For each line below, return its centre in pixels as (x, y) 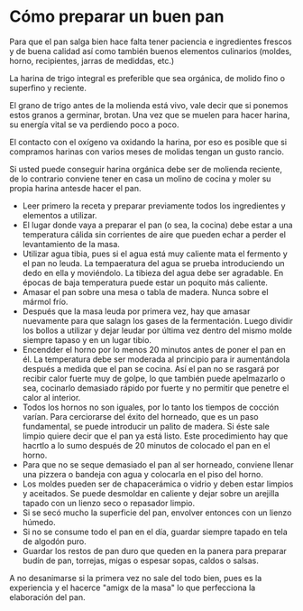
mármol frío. (45, 301)
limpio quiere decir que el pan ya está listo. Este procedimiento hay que (155, 436)
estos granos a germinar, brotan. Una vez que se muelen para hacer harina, (150, 115)
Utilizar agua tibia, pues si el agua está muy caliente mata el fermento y (155, 254)
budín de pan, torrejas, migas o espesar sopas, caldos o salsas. (140, 560)
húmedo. (39, 522)
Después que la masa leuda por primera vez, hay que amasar (136, 311)
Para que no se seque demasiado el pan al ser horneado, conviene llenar (158, 464)
